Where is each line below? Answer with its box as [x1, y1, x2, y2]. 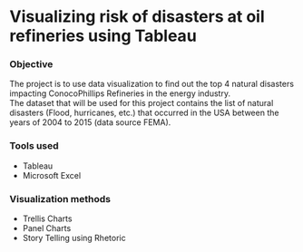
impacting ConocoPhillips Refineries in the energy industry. [9, 88, 231, 99]
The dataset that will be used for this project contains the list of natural [9, 98, 274, 109]
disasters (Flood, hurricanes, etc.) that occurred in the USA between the [9, 107, 279, 119]
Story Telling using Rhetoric [22, 233, 126, 244]
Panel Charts [22, 223, 72, 234]
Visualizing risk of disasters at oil [9, 6, 265, 27]
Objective [9, 58, 54, 71]
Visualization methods [9, 192, 112, 205]
